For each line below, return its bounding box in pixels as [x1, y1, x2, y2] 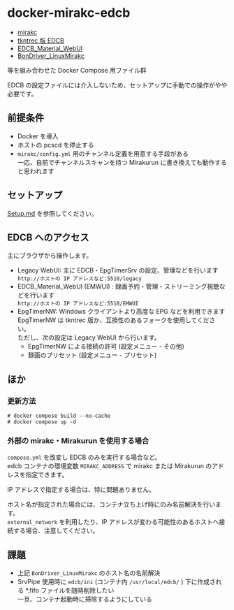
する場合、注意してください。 [13, 526, 99, 535]
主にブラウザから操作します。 [7, 252, 93, 260]
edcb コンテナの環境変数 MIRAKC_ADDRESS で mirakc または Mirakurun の [7, 462, 212, 470]
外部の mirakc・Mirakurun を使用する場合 [7, 435, 149, 445]
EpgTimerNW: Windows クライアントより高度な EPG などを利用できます [17, 307, 226, 316]
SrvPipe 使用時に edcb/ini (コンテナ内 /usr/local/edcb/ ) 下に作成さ [17, 578, 216, 586]
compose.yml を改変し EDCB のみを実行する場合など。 [7, 453, 161, 462]
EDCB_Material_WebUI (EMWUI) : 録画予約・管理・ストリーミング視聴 [17, 282, 220, 291]
